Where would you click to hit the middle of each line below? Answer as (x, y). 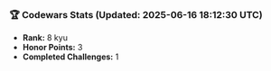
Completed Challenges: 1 (70, 57)
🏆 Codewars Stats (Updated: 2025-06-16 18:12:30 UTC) (136, 14)
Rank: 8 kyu (45, 38)
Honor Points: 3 (52, 48)
